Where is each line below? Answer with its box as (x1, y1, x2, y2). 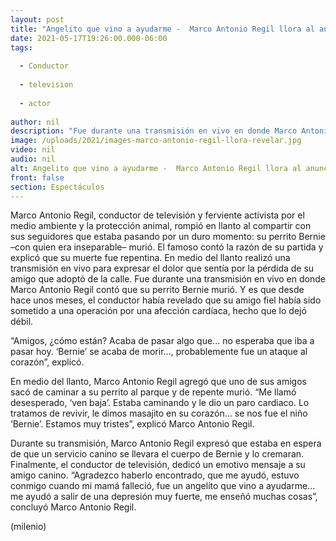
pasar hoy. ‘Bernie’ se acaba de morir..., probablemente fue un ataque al (10, 346, 308, 358)
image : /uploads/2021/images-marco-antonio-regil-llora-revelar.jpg (10, 136, 302, 146)
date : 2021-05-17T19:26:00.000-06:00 (10, 33, 168, 43)
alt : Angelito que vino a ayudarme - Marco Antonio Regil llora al (10, 163, 302, 173)
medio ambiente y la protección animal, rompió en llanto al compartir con (10, 220, 312, 232)
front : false (10, 172, 65, 183)
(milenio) (10, 521, 47, 533)
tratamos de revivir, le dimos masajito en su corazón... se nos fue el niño (10, 407, 308, 420)
